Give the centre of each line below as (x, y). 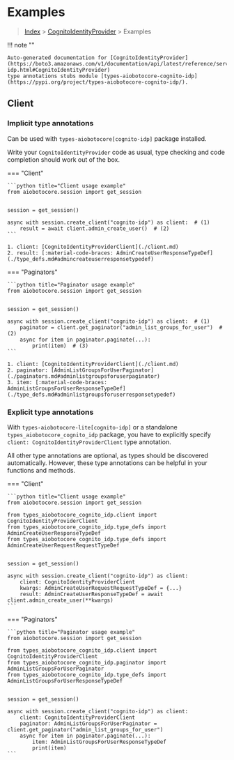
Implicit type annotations (50, 123)
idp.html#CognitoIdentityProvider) (59, 70)
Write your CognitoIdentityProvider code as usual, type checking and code (116, 152)
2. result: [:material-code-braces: (60, 253)
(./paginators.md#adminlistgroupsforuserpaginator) (84, 376)
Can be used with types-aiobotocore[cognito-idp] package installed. (107, 138)
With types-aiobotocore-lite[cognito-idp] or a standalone (92, 427)
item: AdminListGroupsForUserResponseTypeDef (100, 742)
